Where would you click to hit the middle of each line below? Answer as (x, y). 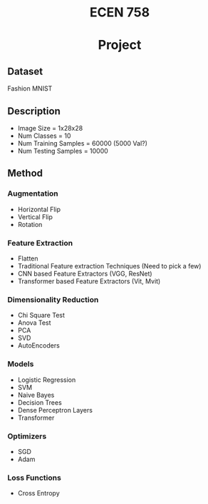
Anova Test (34, 323)
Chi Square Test (41, 316)
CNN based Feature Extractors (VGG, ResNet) (85, 273)
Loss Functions (35, 478)
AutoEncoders (39, 346)
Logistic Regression (47, 380)
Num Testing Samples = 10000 (63, 151)
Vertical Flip (35, 217)
